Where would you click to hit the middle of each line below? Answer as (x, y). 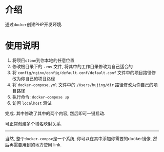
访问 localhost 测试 (32, 103)
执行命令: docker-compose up (41, 97)
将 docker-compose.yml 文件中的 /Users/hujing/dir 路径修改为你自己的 (83, 85)
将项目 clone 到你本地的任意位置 (43, 60)
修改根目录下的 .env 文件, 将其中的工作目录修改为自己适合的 (72, 66)
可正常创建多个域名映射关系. (34, 123)
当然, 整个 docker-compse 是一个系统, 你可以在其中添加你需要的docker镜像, (79, 138)
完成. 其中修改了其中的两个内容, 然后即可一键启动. (55, 113)
